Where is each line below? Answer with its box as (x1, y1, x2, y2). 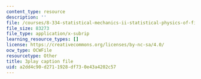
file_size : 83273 (6, 25, 50, 31)
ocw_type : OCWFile (6, 48, 52, 53)
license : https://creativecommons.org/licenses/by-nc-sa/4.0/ (6, 42, 165, 48)
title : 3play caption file (6, 58, 74, 64)
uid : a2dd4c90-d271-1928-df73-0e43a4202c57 (6, 64, 117, 70)
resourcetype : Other (6, 53, 58, 59)
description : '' (6, 14, 47, 20)
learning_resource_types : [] (6, 36, 79, 42)
